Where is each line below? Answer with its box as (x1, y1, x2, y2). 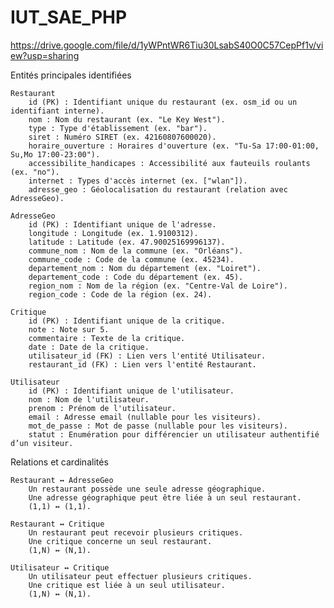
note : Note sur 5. (28, 324, 110, 335)
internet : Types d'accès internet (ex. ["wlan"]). (28, 176, 248, 186)
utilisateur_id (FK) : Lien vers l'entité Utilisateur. (28, 351, 267, 361)
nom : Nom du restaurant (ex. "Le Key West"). (28, 114, 226, 125)
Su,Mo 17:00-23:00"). (10, 149, 101, 160)
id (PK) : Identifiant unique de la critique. (28, 316, 226, 326)
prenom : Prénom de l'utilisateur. (28, 403, 177, 413)
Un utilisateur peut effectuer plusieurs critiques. (28, 571, 253, 581)
